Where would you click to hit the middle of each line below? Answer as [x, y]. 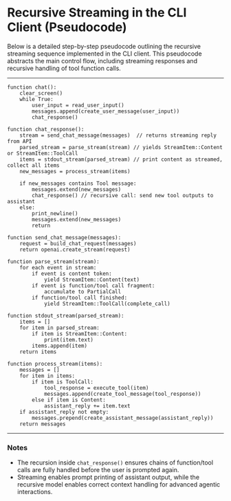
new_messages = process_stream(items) [75, 171]
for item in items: [47, 376]
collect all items [33, 165]
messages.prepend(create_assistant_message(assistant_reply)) [123, 418]
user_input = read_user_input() [78, 105]
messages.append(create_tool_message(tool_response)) [122, 394]
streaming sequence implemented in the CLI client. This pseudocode [104, 54]
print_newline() [55, 213]
